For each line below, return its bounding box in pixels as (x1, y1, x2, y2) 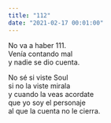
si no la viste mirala (8, 80, 71, 91)
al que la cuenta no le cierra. (8, 106, 101, 115)
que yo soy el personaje (8, 98, 87, 107)
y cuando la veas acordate (8, 89, 94, 99)
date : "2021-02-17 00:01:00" (8, 19, 104, 27)
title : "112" (8, 11, 51, 20)
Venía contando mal (8, 49, 73, 58)
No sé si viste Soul (8, 73, 68, 82)
